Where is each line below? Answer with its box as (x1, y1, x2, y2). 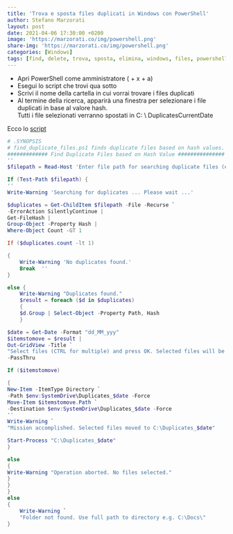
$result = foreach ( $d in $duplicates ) (19, 297, 135, 304)
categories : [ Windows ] (7, 49, 73, 56)
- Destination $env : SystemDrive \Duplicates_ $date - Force (7, 405, 172, 412)
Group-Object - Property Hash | (7, 221, 98, 228)
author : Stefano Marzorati (7, 17, 85, 24)
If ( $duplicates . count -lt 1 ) (7, 240, 95, 247)
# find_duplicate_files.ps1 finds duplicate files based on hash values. (7, 144, 225, 151)
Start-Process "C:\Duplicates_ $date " (7, 437, 116, 444)
